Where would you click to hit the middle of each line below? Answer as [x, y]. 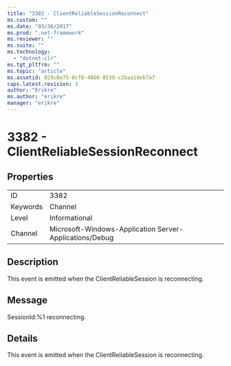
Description [33, 262]
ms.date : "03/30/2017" [40, 26]
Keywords [27, 206]
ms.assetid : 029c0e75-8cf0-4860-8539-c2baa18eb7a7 [81, 77]
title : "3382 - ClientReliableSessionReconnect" [78, 13]
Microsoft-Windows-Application [102, 229]
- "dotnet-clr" [35, 58]
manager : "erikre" [33, 103]
